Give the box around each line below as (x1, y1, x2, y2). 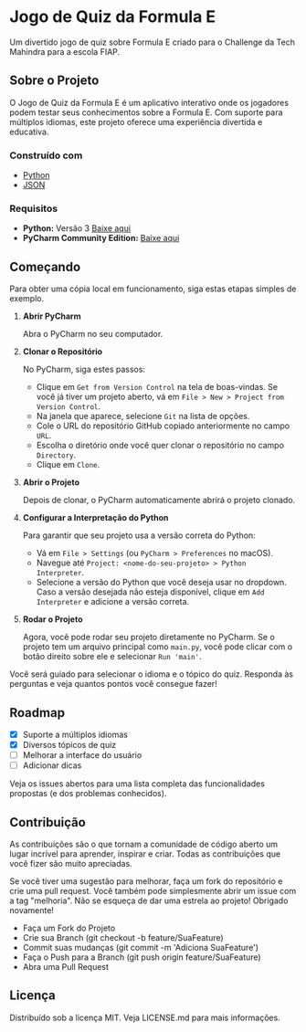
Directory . (36, 449, 77, 460)
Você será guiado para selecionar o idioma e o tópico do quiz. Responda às (9, 669, 294, 679)
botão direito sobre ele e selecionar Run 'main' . (22, 651, 203, 662)
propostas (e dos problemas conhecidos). (9, 788, 167, 799)
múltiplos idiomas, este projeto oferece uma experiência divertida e (9, 116, 263, 127)
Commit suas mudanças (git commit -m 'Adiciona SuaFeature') (22, 942, 259, 953)
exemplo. (9, 293, 44, 304)
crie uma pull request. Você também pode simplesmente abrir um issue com (9, 886, 297, 897)
